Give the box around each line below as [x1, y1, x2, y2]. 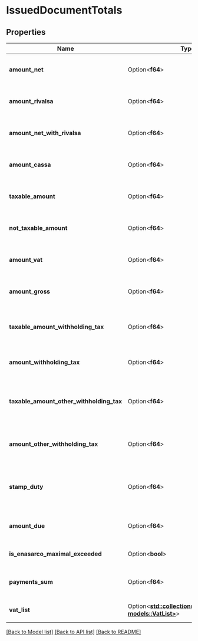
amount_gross [9, 287, 51, 295]
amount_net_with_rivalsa [9, 129, 81, 137]
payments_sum [9, 578, 53, 586]
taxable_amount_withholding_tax [9, 323, 104, 331]
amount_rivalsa [9, 97, 54, 105]
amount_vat [9, 256, 43, 264]
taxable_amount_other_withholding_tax [9, 397, 123, 405]
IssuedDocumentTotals [6, 4, 123, 17]
